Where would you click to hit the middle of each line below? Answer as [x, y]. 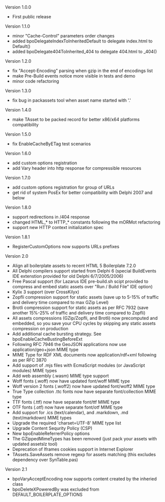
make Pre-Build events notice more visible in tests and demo [74, 76]
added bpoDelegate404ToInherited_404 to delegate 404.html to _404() [84, 52]
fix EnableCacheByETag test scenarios [51, 144]
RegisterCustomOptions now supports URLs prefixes [66, 247]
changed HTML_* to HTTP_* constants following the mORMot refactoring [86, 222]
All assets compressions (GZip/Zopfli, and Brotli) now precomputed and [85, 318]
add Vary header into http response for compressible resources [77, 168]
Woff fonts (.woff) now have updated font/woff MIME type [71, 381]
